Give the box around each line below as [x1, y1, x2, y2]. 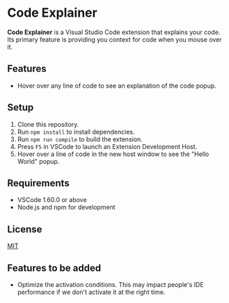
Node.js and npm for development [17, 203, 116, 212]
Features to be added [7, 262, 102, 274]
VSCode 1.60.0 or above [17, 196, 87, 204]
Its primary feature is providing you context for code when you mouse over [7, 35, 222, 43]
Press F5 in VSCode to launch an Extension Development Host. [17, 142, 198, 150]
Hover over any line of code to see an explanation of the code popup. [17, 81, 217, 90]
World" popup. [17, 157, 60, 165]
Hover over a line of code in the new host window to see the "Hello [17, 150, 210, 158]
